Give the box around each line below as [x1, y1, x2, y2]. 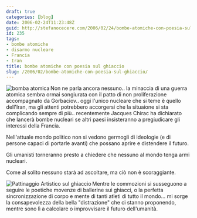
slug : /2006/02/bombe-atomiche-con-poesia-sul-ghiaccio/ [6, 69, 148, 75]
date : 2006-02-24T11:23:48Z [6, 19, 75, 25]
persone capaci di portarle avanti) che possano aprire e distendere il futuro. [6, 140, 189, 147]
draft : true [6, 8, 35, 15]
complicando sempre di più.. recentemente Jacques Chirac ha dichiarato [6, 110, 182, 117]
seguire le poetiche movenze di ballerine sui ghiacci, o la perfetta [6, 186, 164, 194]
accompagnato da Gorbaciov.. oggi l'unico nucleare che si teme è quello [6, 98, 181, 105]
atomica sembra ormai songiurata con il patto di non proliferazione [6, 91, 167, 98]
